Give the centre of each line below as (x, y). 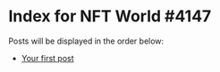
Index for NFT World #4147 (110, 16)
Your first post (47, 58)
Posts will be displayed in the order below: (86, 41)
